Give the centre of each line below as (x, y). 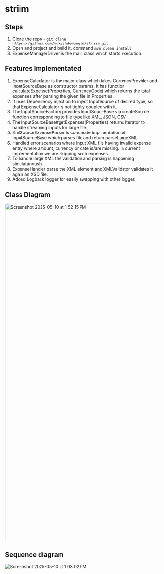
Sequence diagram (35, 555)
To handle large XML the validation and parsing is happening (73, 158)
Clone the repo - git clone (39, 39)
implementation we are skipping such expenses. (61, 153)
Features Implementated (43, 69)
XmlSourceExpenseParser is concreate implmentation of (69, 132)
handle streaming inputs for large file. (50, 127)
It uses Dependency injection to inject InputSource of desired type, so (82, 101)
